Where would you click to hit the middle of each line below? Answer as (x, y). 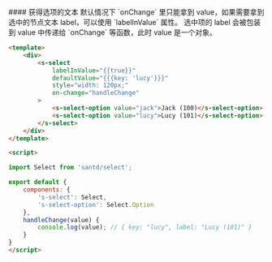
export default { (38, 183)
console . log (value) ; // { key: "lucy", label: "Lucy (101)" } (145, 228)
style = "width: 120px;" (90, 86)
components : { (47, 190)
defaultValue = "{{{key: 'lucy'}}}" (110, 78)
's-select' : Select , (72, 197)
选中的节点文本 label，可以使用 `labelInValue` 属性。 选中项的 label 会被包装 (135, 22)
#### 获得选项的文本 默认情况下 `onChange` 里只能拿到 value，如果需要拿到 (136, 12)
